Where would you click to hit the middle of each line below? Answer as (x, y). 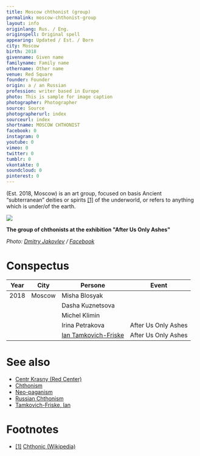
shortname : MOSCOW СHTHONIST (43, 125)
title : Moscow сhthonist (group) (49, 12)
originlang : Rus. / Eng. (38, 29)
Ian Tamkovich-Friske (93, 335)
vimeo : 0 (17, 148)
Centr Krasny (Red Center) (48, 379)
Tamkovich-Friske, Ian (43, 405)
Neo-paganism (34, 392)
